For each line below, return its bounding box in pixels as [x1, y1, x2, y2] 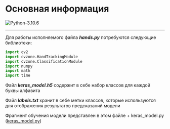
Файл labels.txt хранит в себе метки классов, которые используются [5, 97, 156, 104]
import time [5, 73, 30, 78]
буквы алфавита [5, 88, 40, 94]
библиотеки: [5, 39, 32, 46]
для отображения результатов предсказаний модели [5, 103, 120, 109]
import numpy [5, 64, 33, 69]
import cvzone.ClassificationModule [5, 59, 82, 64]
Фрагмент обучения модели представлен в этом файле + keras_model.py [5, 112, 164, 119]
